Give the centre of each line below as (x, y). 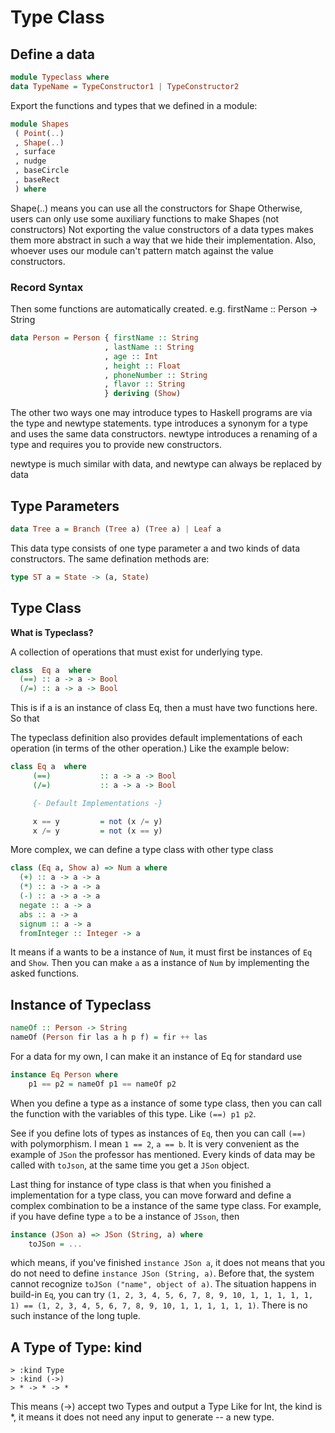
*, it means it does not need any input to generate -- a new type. (142, 1417)
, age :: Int (131, 356)
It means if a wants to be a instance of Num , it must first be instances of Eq (161, 952)
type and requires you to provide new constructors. (116, 445)
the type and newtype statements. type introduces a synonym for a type (159, 423)
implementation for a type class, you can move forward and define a (151, 1195)
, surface (35, 152)
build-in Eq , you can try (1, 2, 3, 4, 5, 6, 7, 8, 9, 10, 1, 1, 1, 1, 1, (162, 1295)
